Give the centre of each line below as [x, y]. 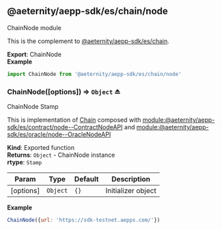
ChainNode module [34, 27]
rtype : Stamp [25, 162]
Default [86, 179]
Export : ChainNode [34, 54]
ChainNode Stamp [33, 106]
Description [131, 179]
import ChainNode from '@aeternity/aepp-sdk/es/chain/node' [95, 74]
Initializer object [131, 190]
